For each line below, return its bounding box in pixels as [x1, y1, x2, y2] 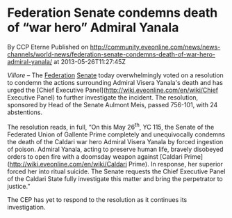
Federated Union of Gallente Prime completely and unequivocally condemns [7, 130, 226, 139]
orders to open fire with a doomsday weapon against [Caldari [7, 152, 183, 161]
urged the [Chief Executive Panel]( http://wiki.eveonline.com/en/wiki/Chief [7, 86, 219, 94]
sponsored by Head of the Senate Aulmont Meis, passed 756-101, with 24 [7, 100, 218, 109]
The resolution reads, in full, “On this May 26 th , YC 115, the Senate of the [7, 121, 215, 131]
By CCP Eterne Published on [7, 42, 89, 51]
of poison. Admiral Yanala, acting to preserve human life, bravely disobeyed [7, 145, 224, 153]
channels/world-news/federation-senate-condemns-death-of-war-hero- [7, 50, 216, 59]
